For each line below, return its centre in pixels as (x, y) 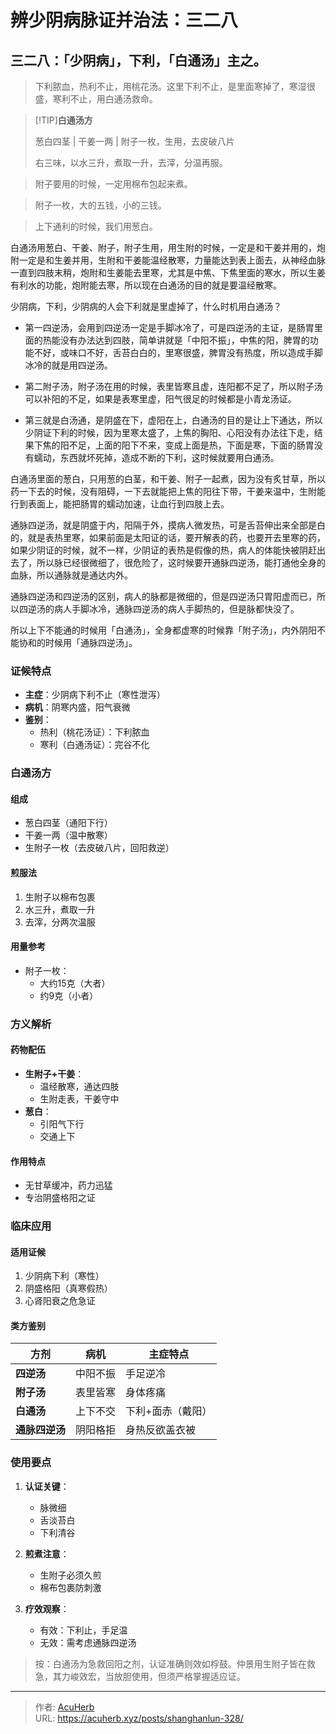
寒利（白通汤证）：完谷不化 (94, 745)
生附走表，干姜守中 (79, 1098)
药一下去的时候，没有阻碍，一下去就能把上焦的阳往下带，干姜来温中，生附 (163, 491)
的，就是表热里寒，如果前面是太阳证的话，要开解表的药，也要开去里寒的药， (168, 537)
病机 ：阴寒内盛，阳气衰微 (77, 707)
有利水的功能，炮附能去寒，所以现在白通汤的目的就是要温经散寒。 (146, 285)
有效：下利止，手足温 (83, 1630)
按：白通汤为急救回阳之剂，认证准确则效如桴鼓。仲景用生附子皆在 (170, 1663)
